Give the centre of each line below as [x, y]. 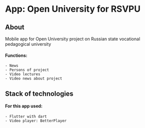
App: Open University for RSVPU [73, 9]
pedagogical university [28, 44]
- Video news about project [34, 79]
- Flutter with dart [26, 116]
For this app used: [24, 106]
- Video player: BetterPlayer [36, 121]
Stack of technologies [39, 93]
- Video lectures [23, 75]
